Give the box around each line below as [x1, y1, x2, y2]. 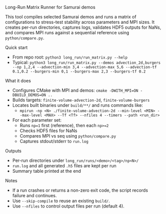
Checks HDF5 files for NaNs [19, 128, 78, 134]
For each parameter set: [12, 117, 62, 123]
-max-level [19, 113, 43, 118]
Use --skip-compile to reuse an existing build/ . [12, 198, 110, 204]
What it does [5, 78, 31, 83]
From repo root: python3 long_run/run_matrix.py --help [12, 54, 128, 60]
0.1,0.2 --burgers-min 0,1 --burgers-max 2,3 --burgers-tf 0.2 [12, 69, 146, 74]
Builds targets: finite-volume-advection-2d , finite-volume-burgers [12, 97, 150, 103]
